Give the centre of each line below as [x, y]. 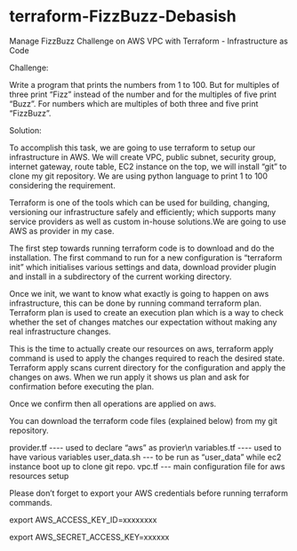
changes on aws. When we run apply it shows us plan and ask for [129, 377]
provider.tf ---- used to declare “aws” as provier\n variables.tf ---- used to [145, 447]
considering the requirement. [62, 185]
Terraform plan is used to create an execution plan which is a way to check [147, 312]
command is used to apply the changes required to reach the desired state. [147, 358]
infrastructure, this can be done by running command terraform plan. [136, 303]
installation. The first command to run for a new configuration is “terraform [146, 257]
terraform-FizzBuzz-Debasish [123, 16]
